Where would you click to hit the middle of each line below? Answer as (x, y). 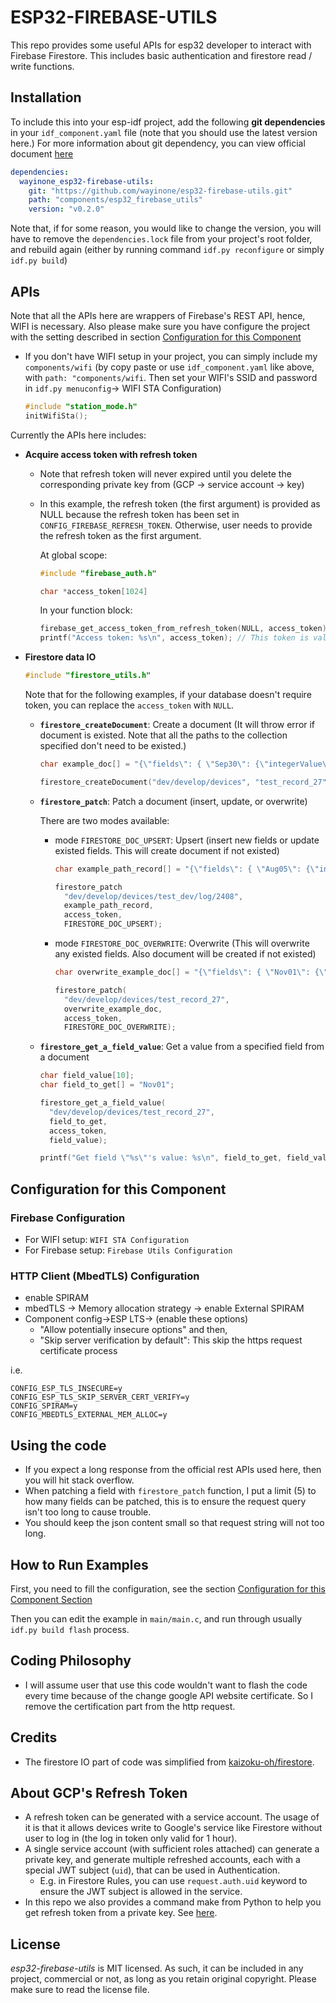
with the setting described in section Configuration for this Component (156, 337)
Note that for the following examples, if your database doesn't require (168, 695)
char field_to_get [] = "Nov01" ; (107, 1085)
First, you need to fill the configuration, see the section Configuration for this (168, 1588)
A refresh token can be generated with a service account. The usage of (172, 1817)
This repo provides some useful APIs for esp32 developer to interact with (161, 45)
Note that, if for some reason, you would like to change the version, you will (166, 228)
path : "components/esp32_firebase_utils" (115, 200)
